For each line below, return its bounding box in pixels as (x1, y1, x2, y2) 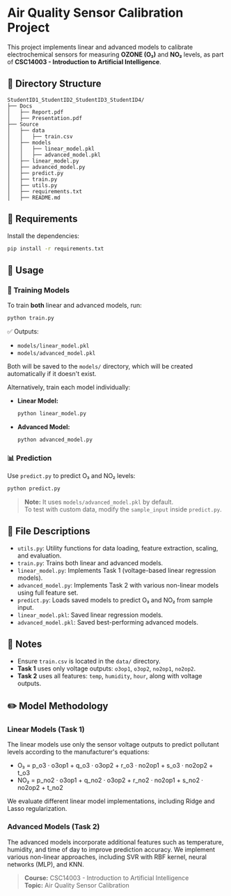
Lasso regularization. (7, 805, 67, 813)
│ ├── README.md (7, 194, 61, 201)
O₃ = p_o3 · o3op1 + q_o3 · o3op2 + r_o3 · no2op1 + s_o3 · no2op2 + (17, 761, 214, 770)
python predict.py (7, 485, 61, 493)
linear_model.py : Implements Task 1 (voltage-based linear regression (17, 566, 216, 574)
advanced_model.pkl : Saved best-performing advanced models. (17, 618, 199, 626)
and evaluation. (17, 551, 62, 560)
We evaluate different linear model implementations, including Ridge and (7, 797, 215, 805)
